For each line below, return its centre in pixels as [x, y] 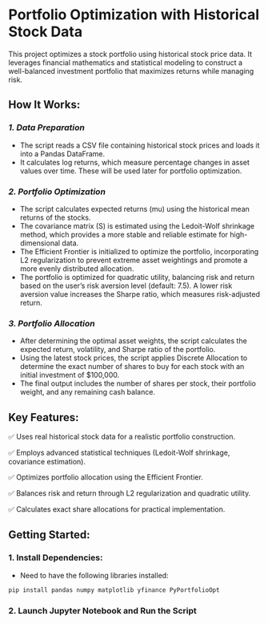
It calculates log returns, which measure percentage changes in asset [135, 162]
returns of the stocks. [55, 217]
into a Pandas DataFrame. [62, 153]
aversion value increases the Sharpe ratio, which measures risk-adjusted [140, 294]
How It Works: [44, 105]
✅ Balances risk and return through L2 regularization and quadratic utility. [130, 493]
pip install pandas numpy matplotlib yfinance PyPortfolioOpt [114, 590]
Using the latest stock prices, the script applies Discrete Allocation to [134, 358]
